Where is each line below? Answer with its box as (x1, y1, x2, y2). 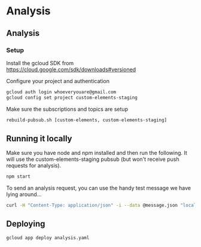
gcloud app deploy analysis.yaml (6, 234, 90, 240)
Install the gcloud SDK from (6, 59, 74, 66)
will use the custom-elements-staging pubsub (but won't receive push (6, 155, 179, 163)
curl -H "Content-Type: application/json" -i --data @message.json (6, 202, 178, 209)
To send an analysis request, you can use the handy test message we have (6, 184, 191, 192)
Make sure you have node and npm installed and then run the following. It (6, 150, 187, 157)
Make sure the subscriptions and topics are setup (6, 105, 129, 112)
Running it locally (6, 133, 72, 144)
